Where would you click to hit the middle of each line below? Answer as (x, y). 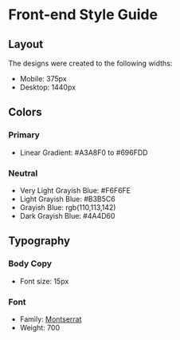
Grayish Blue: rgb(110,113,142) (68, 207)
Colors (25, 112)
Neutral (23, 173)
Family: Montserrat (51, 319)
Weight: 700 (40, 327)
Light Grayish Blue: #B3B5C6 (67, 199)
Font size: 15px (44, 281)
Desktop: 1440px (48, 87)
